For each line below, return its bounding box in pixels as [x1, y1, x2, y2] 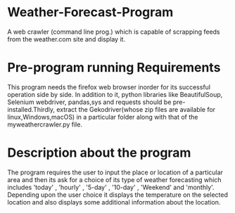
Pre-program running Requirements [7, 60, 221, 76]
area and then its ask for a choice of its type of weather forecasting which [7, 175, 222, 183]
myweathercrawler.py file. [7, 120, 83, 129]
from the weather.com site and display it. [7, 34, 125, 43]
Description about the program [7, 145, 191, 161]
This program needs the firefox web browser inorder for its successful [7, 82, 211, 91]
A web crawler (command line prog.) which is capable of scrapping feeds [7, 27, 220, 36]
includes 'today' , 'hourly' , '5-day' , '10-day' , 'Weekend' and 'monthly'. [7, 183, 215, 191]
